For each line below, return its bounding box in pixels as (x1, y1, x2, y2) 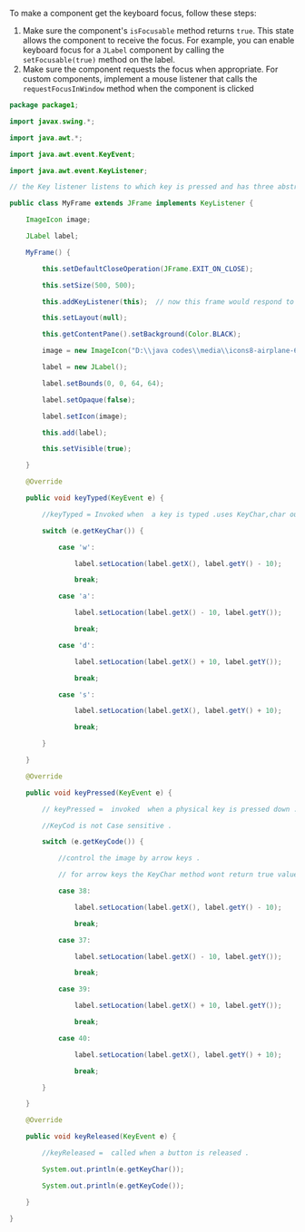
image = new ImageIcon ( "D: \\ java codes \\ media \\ (42, 347, 230, 356)
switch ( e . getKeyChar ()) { (42, 526, 144, 535)
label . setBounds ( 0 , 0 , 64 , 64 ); (42, 378, 165, 388)
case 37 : (57, 935, 92, 944)
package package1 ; (9, 101, 79, 110)
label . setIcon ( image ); (42, 412, 128, 421)
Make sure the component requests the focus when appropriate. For (22, 64, 279, 74)
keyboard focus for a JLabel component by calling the (22, 44, 225, 55)
